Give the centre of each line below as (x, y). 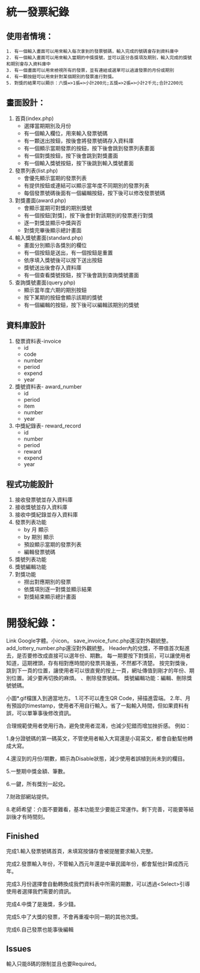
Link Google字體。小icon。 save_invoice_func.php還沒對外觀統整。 (89, 641)
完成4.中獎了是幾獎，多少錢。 (43, 904)
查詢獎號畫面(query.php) (45, 282)
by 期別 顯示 (39, 537)
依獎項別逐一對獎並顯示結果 (58, 589)
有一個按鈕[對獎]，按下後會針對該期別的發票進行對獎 (88, 215)
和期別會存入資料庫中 (28, 64)
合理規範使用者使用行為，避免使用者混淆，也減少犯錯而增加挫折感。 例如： (99, 726)
